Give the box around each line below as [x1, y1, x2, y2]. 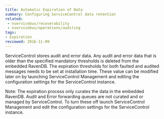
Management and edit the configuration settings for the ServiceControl [5, 104, 150, 110]
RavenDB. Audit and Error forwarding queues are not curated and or [5, 93, 143, 99]
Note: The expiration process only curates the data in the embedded [5, 88, 144, 94]
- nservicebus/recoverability [7, 21, 70, 26]
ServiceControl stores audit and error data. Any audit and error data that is [5, 53, 157, 59]
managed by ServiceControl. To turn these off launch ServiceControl [5, 99, 145, 105]
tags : [5, 30, 16, 35]
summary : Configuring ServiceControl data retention [5, 12, 116, 17]
